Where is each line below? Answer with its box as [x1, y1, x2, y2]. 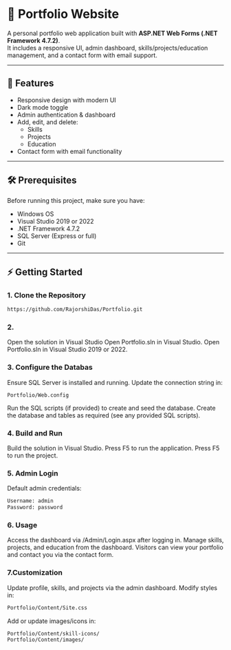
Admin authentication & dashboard [16, 110, 115, 119]
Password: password [7, 504, 63, 511]
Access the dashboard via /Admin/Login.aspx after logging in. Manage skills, [7, 536, 224, 544]
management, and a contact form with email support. [7, 51, 158, 59]
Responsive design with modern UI [16, 96, 117, 104]
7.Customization [7, 568, 63, 578]
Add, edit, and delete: [16, 117, 78, 126]
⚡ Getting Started [7, 266, 82, 278]
